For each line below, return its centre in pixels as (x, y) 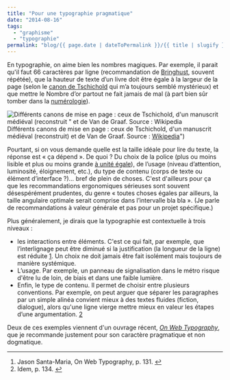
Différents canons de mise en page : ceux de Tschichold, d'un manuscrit (110, 129)
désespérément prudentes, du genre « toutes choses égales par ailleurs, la (113, 193)
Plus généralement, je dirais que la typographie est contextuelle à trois (106, 221)
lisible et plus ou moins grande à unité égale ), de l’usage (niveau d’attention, (114, 164)
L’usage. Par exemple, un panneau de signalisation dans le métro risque (118, 270)
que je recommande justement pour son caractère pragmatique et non (106, 335)
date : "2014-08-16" (35, 20)
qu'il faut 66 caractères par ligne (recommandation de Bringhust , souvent (111, 72)
